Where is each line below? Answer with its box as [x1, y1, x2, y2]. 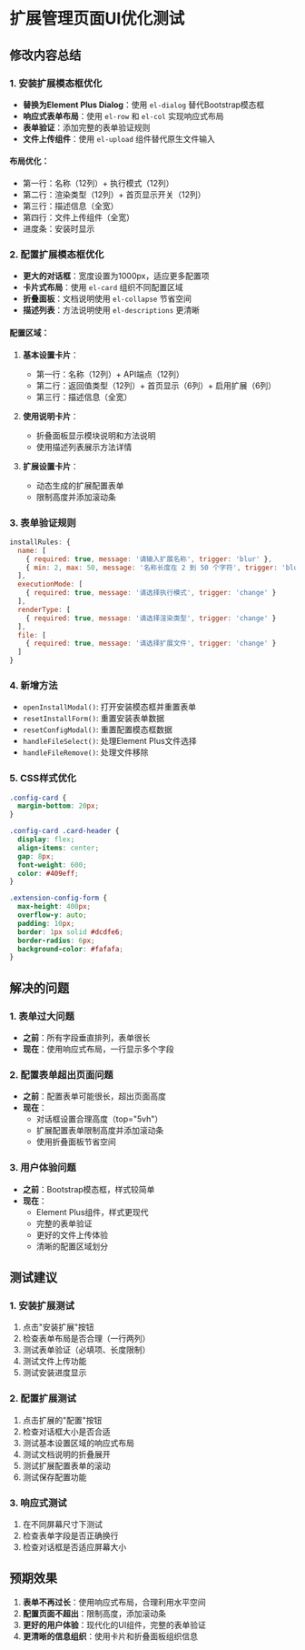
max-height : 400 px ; [17, 902, 92, 911]
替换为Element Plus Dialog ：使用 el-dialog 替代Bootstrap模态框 [22, 99, 265, 110]
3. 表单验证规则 [9, 516, 77, 528]
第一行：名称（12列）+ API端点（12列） [35, 368, 184, 379]
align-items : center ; [17, 843, 100, 852]
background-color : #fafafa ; [17, 944, 124, 953]
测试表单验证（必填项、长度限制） [22, 1344, 151, 1355]
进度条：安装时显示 [22, 224, 95, 235]
